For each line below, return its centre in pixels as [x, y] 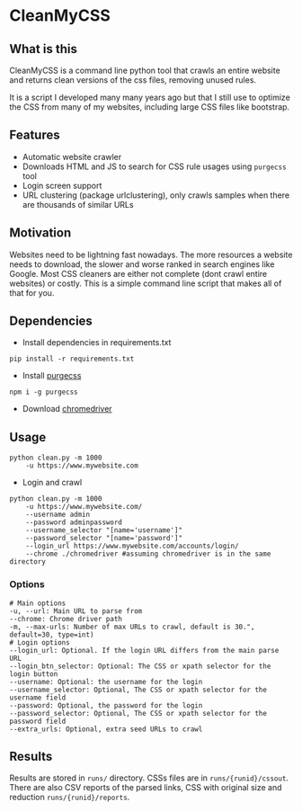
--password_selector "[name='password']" [104, 539]
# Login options [40, 642]
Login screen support [62, 185]
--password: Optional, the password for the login [106, 705]
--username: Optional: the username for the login [106, 682]
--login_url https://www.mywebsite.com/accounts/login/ [133, 546]
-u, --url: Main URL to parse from [76, 611]
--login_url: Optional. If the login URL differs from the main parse [144, 650]
